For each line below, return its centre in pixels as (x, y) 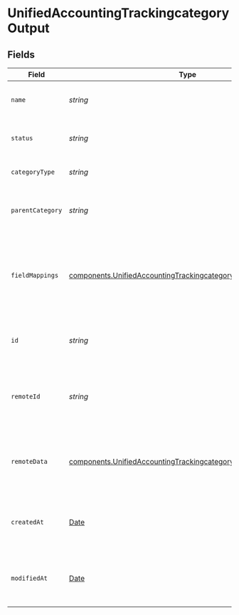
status (22, 138)
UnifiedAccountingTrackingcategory (118, 13)
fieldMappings (35, 275)
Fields (21, 55)
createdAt (27, 522)
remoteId (26, 397)
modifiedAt (29, 578)
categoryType (33, 172)
